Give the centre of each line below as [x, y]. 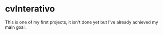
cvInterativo [30, 9]
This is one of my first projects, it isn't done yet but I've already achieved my [81, 22]
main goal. [16, 27]
